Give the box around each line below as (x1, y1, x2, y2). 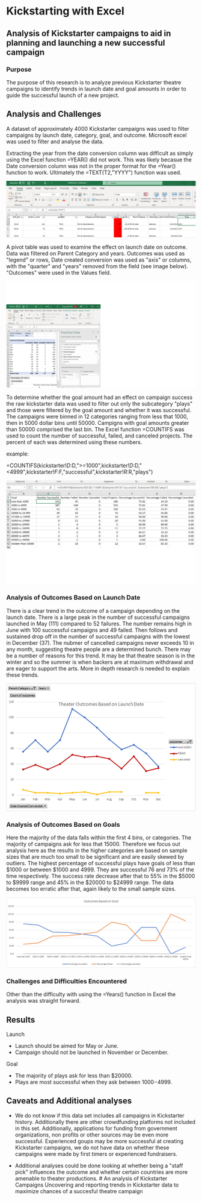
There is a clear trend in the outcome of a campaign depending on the (6, 607, 180, 614)
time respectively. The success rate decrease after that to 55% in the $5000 (6, 872, 195, 879)
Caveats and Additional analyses (6, 1096, 132, 1106)
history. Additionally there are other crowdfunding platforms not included (14, 1118, 196, 1125)
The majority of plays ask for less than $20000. (14, 1072, 133, 1079)
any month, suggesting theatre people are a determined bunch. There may (6, 645, 191, 653)
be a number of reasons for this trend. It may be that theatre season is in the (6, 652, 195, 659)
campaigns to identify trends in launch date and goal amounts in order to (6, 85, 186, 92)
